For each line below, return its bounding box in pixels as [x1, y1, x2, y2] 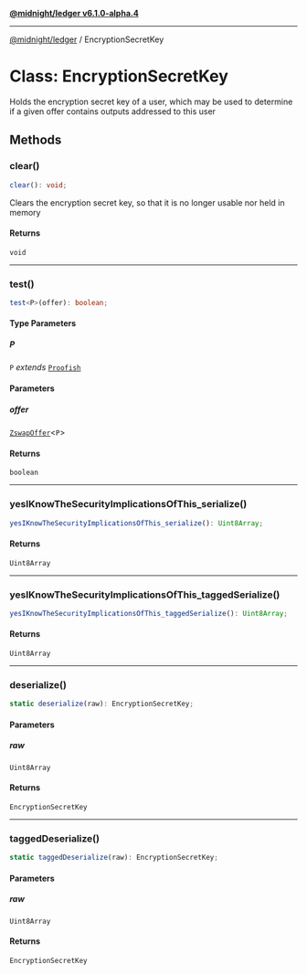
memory [9, 206, 41, 217]
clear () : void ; [9, 180, 68, 190]
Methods [9, 132, 62, 148]
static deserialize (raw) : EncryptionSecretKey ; [9, 699, 195, 709]
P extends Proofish [9, 362, 81, 373]
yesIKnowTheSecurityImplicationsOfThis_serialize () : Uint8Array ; [9, 518, 263, 528]
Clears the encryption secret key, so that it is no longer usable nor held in [9, 196, 285, 208]
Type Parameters [9, 318, 77, 329]
